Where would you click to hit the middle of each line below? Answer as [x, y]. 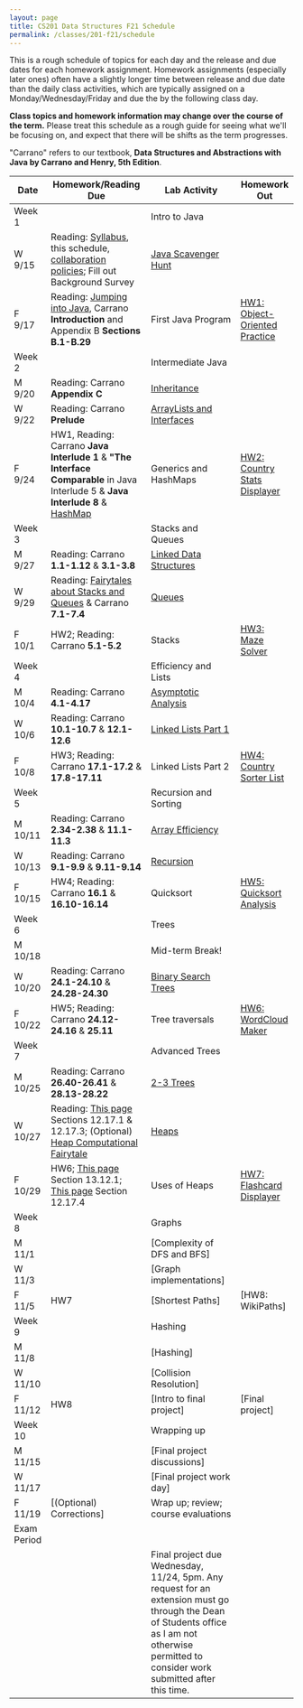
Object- [257, 314]
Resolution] [175, 1385]
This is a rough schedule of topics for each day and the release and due [143, 61]
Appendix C [77, 394]
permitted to [177, 1657]
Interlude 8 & [79, 502]
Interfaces [173, 420]
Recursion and [181, 793]
